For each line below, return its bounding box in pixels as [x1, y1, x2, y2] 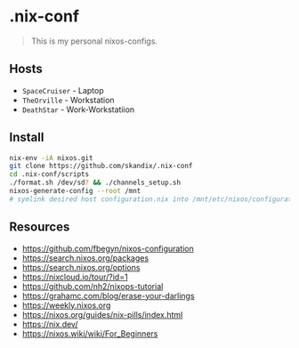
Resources [9, 220, 70, 235]
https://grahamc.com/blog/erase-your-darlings [21, 290, 195, 301]
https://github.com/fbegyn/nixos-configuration [21, 243, 194, 254]
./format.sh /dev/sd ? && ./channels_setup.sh [9, 178, 181, 188]
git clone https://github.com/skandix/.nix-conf [9, 162, 193, 171]
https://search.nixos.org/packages [21, 252, 149, 263]
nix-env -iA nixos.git [9, 153, 93, 162]
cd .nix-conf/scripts [9, 170, 90, 179]
